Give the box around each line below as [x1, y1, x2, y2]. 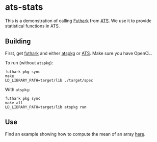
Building [5, 37, 31, 46]
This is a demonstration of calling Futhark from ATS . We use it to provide [5, 18, 152, 24]
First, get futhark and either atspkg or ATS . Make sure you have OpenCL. [5, 50, 152, 56]
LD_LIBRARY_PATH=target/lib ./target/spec [5, 78, 93, 83]
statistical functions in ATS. [5, 23, 60, 28]
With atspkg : [5, 86, 30, 92]
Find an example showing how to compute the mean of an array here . [5, 131, 146, 137]
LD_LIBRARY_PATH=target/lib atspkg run [5, 105, 87, 110]
